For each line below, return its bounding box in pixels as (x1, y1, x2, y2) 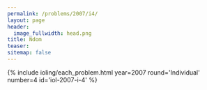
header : (7, 23, 30, 30)
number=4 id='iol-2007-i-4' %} (7, 75, 98, 84)
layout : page (7, 17, 45, 24)
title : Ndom (7, 36, 42, 43)
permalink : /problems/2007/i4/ (7, 10, 98, 17)
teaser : (7, 43, 30, 50)
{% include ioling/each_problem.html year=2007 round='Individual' (7, 68, 200, 77)
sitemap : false (7, 50, 52, 57)
